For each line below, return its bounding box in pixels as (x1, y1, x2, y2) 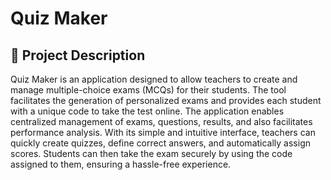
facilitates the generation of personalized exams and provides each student (10, 95, 322, 106)
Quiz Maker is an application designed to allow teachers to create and (10, 73, 298, 85)
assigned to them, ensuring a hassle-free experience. (10, 158, 232, 170)
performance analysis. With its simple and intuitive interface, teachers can (10, 127, 316, 138)
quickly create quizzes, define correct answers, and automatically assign (10, 137, 311, 149)
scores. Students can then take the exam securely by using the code (10, 148, 293, 159)
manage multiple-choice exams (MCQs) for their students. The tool (10, 84, 287, 96)
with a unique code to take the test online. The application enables (10, 105, 285, 117)
